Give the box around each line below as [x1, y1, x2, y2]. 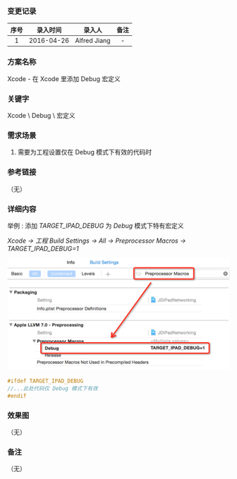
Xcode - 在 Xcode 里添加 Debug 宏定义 [7, 74, 121, 83]
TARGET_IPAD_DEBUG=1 [7, 245, 79, 253]
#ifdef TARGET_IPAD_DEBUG [7, 377, 83, 385]
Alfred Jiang [75, 37, 111, 45]
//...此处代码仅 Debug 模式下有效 [7, 384, 98, 392]
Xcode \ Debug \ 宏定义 [7, 111, 75, 120]
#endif [7, 392, 27, 399]
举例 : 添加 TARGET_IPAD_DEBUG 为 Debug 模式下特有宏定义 [7, 222, 185, 230]
